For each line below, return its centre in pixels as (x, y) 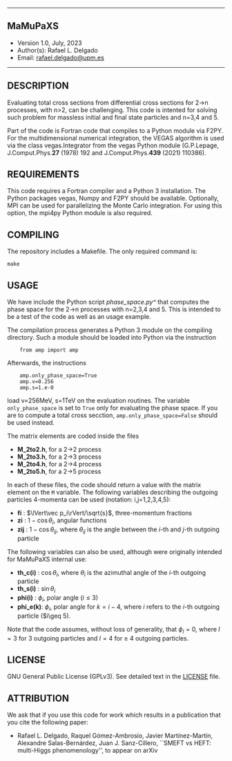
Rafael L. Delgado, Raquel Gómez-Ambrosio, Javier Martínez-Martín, (115, 736)
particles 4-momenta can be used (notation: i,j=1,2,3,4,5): (89, 499)
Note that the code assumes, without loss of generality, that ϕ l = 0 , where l (114, 630)
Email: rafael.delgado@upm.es (61, 57)
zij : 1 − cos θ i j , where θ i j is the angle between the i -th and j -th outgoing (118, 530)
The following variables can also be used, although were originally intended (115, 551)
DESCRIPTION (38, 86)
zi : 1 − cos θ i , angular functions (62, 521)
